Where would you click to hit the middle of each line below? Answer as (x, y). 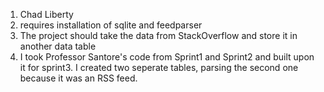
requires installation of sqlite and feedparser (111, 25)
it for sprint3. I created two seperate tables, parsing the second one (159, 67)
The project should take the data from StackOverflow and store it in (158, 35)
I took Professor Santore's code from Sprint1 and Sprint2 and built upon (167, 57)
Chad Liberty (46, 14)
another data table (58, 46)
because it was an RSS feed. (78, 78)
